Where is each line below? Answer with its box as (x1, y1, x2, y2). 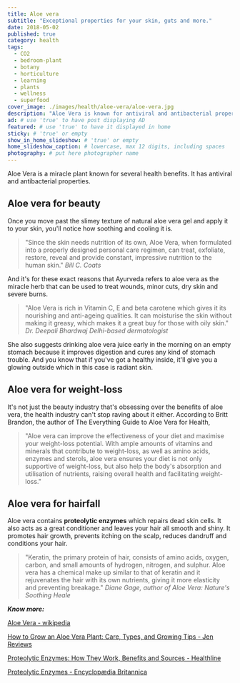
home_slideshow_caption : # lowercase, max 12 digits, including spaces (7, 143, 225, 151)
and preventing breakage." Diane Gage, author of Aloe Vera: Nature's (24, 583, 230, 592)
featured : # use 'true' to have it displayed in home (7, 123, 171, 131)
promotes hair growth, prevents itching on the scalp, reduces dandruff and (7, 532, 227, 540)
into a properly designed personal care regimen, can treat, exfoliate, (24, 246, 226, 254)
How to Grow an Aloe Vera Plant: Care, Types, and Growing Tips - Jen (7, 632, 214, 641)
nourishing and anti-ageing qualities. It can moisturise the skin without (24, 311, 232, 320)
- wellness (14, 90, 46, 97)
